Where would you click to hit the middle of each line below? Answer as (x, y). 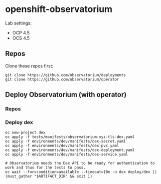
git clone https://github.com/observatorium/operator (62, 79)
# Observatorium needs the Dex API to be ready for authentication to (80, 163)
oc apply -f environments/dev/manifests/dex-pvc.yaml (62, 146)
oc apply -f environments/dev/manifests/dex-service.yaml (67, 154)
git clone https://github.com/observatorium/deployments (66, 75)
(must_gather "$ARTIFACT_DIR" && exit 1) (49, 176)
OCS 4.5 (21, 38)
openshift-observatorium (59, 9)
